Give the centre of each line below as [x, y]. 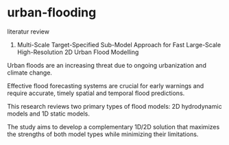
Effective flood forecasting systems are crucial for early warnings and [106, 85]
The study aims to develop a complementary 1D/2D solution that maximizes [113, 127]
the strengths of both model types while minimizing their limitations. [103, 134]
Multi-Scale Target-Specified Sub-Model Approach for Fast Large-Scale [119, 44]
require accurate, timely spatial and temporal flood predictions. [96, 93]
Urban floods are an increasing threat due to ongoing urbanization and [107, 65]
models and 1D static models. [49, 114]
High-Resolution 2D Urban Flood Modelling [78, 52]
